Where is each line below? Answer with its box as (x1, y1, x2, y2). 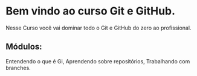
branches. (5, 64, 31, 71)
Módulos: (5, 42, 43, 52)
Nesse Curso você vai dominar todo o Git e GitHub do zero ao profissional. (5, 24, 192, 31)
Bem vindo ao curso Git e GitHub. (5, 4, 176, 18)
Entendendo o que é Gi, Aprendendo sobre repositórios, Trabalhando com (5, 57, 190, 65)
